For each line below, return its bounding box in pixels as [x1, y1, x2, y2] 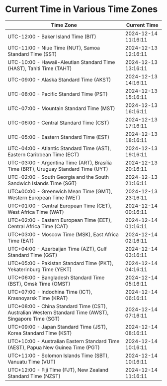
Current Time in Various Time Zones [5, 3, 158, 15]
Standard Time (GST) [7, 251, 58, 258]
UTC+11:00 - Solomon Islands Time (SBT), [7, 352, 109, 359]
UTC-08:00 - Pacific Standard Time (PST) [7, 90, 108, 97]
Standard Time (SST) [7, 50, 57, 57]
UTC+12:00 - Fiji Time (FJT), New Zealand [7, 366, 108, 373]
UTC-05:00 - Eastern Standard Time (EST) [7, 133, 110, 140]
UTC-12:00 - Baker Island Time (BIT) [7, 33, 96, 40]
